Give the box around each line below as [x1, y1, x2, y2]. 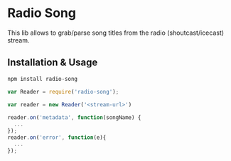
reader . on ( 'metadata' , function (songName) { [7, 114, 141, 121]
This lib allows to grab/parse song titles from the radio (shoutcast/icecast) [7, 28, 225, 37]
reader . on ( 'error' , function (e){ [7, 133, 107, 141]
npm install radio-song [7, 75, 78, 82]
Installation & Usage [7, 57, 98, 69]
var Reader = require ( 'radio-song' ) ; [7, 88, 119, 95]
